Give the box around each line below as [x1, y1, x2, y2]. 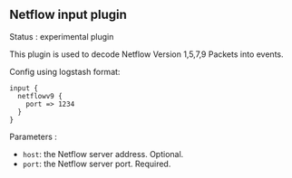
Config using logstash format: [9, 66, 121, 77]
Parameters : [9, 131, 57, 142]
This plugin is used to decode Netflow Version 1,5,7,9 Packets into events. [9, 49, 284, 60]
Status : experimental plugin [9, 31, 114, 42]
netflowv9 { [17, 91, 63, 100]
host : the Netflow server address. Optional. [22, 148, 184, 159]
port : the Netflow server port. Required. [22, 158, 171, 169]
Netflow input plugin [9, 7, 127, 23]
